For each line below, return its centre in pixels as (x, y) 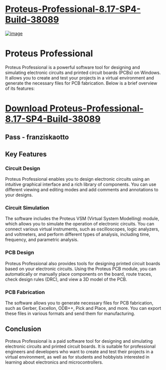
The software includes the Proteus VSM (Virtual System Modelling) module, (82, 219)
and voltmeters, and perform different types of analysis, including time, (78, 234)
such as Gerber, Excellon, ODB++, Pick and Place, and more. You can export (83, 308)
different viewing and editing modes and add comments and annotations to (82, 190)
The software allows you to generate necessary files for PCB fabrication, (79, 303)
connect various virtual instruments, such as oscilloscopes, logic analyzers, (82, 229)
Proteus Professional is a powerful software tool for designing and (73, 67)
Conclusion (23, 329)
